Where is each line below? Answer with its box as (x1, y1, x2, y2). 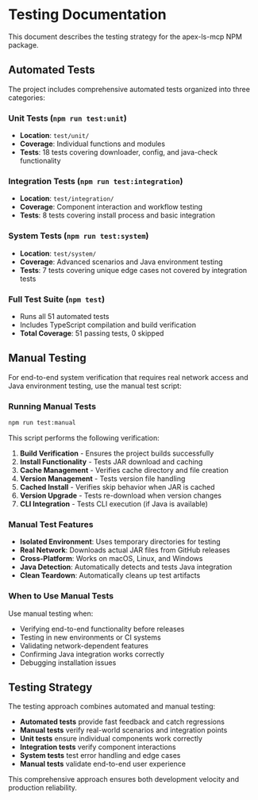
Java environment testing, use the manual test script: (8, 381, 182, 390)
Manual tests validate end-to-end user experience (19, 760, 187, 769)
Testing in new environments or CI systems (19, 633, 161, 642)
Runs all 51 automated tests (19, 311, 110, 321)
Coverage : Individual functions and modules (19, 139, 165, 148)
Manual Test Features (8, 518, 94, 529)
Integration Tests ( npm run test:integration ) (8, 175, 183, 187)
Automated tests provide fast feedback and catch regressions (19, 717, 225, 727)
